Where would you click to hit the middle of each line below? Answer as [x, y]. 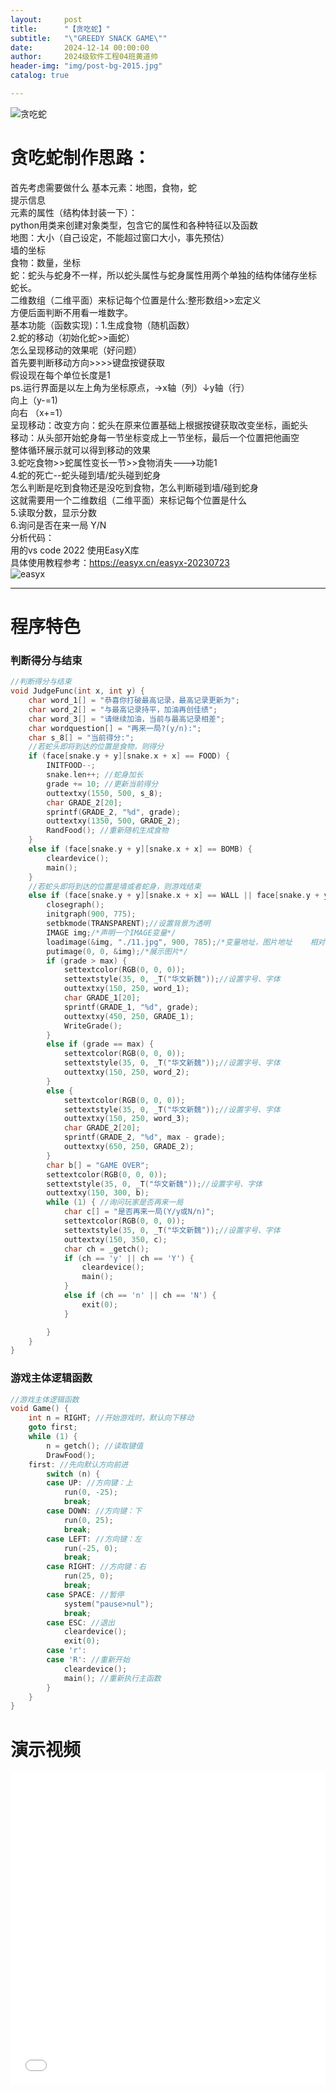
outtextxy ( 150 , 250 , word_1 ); [126, 989]
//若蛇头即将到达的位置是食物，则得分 [96, 747]
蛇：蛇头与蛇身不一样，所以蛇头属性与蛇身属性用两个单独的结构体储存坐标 [163, 275]
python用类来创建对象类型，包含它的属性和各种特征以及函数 [134, 225]
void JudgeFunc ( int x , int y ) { [77, 691]
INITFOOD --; [71, 766]
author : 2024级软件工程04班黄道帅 [84, 57]
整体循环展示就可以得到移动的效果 [80, 450]
